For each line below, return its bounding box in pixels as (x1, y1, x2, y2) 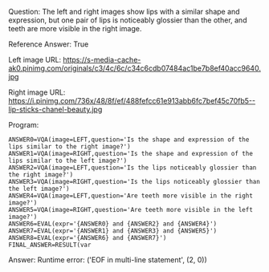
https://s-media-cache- (63, 55, 141, 64)
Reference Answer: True (8, 39, 89, 49)
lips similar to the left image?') (8, 156, 128, 164)
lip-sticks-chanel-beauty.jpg (8, 104, 103, 114)
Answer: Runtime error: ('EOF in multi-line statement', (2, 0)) (8, 255, 207, 264)
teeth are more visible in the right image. (8, 24, 142, 33)
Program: (8, 120, 39, 129)
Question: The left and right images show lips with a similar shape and (8, 7, 240, 16)
